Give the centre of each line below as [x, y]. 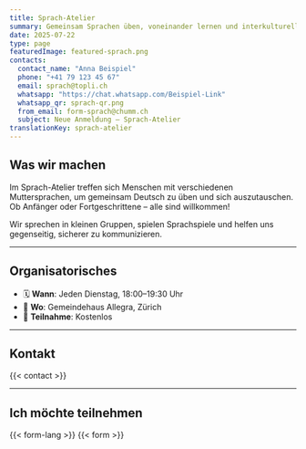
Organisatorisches [63, 271]
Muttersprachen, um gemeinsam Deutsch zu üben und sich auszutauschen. [152, 196]
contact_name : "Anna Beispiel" [77, 69]
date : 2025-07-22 [42, 35]
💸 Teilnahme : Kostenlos [67, 317]
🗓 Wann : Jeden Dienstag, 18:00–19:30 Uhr [103, 294]
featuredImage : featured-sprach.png [79, 52]
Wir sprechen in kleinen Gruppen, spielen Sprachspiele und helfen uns [142, 224]
